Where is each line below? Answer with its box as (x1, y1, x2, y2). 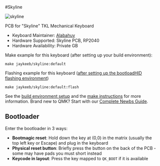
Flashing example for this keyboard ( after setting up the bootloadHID (5, 70, 142, 76)
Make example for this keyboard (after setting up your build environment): (5, 52, 153, 58)
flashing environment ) (5, 75, 49, 81)
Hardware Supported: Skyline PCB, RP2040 (12, 37, 99, 43)
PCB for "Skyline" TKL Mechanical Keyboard (5, 23, 94, 29)
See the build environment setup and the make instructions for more (5, 93, 142, 99)
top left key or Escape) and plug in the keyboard (12, 140, 108, 146)
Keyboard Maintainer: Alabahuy (12, 33, 75, 38)
